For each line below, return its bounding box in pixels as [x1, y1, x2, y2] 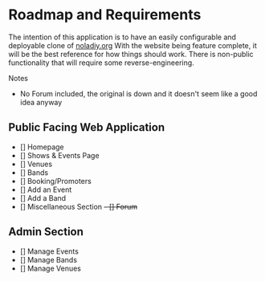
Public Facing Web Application [8, 120, 165, 134]
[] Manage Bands [19, 255, 78, 264]
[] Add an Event [19, 185, 72, 194]
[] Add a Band [19, 193, 67, 202]
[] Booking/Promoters [19, 176, 92, 185]
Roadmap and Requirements [8, 6, 202, 24]
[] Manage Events [19, 246, 79, 256]
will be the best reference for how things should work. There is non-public [8, 49, 255, 59]
